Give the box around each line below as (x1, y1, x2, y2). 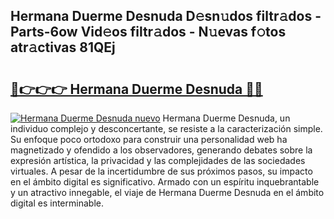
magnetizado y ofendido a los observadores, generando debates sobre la (10, 144, 313, 156)
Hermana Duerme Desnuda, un (162, 112, 291, 124)
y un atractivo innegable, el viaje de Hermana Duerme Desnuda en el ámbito (10, 187, 325, 198)
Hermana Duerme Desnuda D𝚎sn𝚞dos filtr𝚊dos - (10, 8, 322, 25)
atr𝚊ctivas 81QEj (10, 39, 116, 56)
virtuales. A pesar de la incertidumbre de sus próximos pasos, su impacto (10, 165, 313, 177)
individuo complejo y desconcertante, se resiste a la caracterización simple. (10, 123, 323, 134)
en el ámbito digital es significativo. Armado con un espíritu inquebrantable (10, 176, 320, 188)
